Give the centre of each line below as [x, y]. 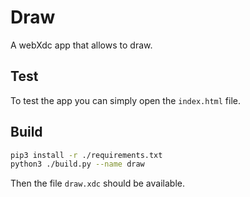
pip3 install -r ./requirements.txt [86, 155]
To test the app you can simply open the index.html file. [125, 100]
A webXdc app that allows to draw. [81, 45]
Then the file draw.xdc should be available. [97, 183]
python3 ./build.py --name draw [77, 164]
